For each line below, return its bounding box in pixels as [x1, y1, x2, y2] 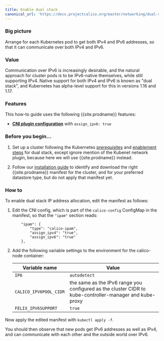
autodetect [69, 272, 95, 278]
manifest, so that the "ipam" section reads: [12, 212, 98, 218]
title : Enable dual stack [5, 7, 58, 12]
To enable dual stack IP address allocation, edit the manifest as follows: [5, 197, 149, 203]
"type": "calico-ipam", [30, 226, 78, 231]
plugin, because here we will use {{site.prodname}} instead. [12, 154, 133, 160]
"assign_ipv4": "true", [30, 230, 78, 235]
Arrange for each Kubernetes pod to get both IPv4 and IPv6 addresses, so [5, 39, 155, 44]
